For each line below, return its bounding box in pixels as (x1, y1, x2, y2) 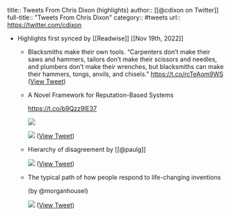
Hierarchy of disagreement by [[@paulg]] (27, 146, 146, 153)
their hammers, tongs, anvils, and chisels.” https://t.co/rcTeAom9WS (27, 70, 224, 78)
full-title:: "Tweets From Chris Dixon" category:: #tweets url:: (7, 13, 181, 22)
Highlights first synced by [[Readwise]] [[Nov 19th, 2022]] (17, 34, 184, 43)
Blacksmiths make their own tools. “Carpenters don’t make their (27, 48, 211, 56)
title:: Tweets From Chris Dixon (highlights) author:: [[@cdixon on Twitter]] (7, 6, 219, 14)
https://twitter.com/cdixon (7, 21, 82, 29)
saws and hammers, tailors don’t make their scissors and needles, (27, 55, 217, 63)
